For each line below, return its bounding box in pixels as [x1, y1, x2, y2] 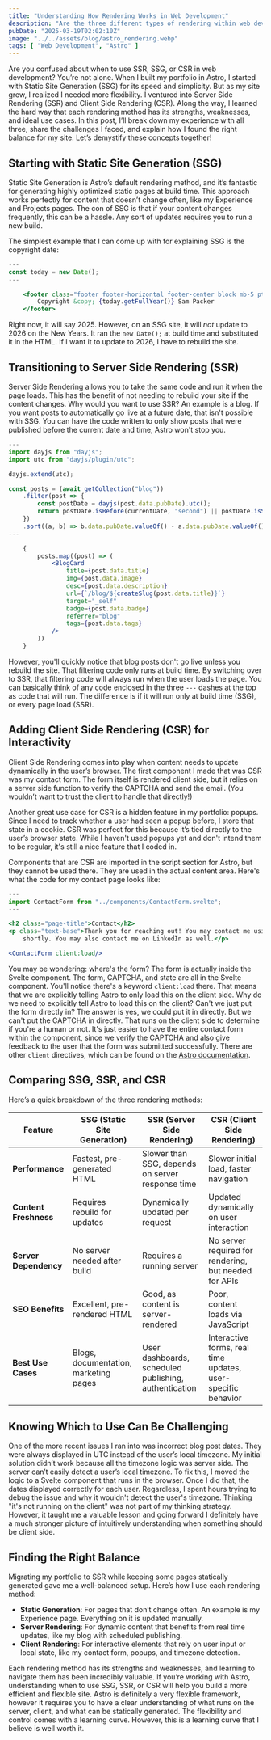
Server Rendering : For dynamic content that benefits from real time [19, 1622, 246, 1632]
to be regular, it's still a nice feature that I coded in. [8, 842, 177, 851]
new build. [8, 220, 43, 230]
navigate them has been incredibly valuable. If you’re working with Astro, [8, 1672, 251, 1682]
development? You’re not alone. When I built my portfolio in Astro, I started [8, 73, 256, 82]
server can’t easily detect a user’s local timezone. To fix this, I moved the [8, 1467, 250, 1476]
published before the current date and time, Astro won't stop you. [8, 425, 226, 434]
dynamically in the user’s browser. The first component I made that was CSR [8, 766, 262, 775]
